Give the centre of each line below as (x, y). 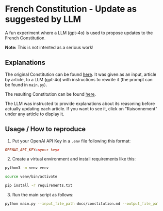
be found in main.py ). (26, 85)
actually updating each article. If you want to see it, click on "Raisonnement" (81, 108)
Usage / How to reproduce (45, 129)
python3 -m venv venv (27, 168)
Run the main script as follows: (43, 195)
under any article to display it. (35, 114)
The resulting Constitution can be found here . (50, 94)
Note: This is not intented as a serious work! (49, 47)
